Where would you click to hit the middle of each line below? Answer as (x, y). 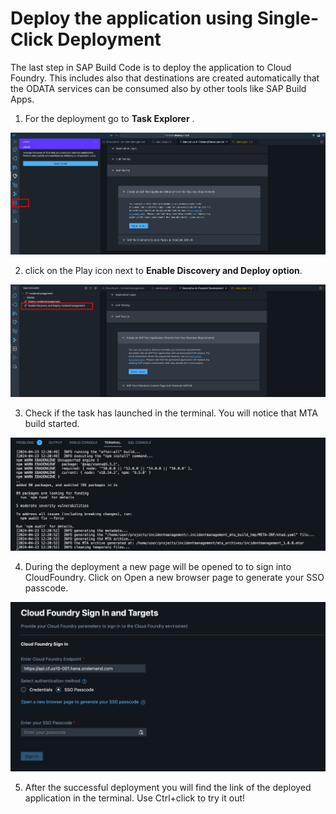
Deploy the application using (131, 18)
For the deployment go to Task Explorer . (109, 118)
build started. (52, 424)
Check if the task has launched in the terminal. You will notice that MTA (171, 413)
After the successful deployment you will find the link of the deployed (168, 787)
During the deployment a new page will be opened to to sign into (158, 566)
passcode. (46, 588)
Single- (288, 18)
